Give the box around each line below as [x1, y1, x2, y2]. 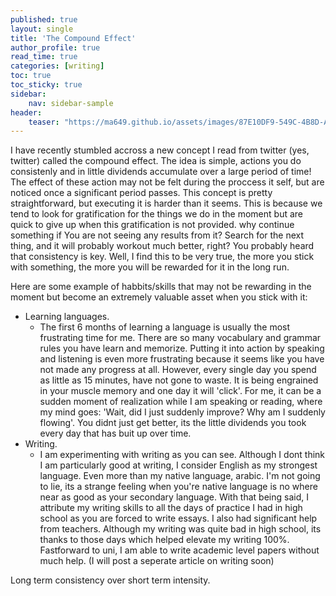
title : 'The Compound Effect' [10, 33, 137, 43]
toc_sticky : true [10, 80, 83, 90]
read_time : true [10, 52, 78, 62]
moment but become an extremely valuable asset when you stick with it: [10, 291, 308, 303]
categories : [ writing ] [10, 61, 105, 71]
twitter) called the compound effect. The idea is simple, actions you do [10, 155, 302, 167]
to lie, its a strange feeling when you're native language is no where [39, 481, 318, 493]
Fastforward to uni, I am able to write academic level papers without [39, 544, 320, 556]
